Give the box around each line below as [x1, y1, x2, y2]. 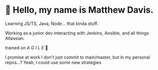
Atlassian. [5, 35, 25, 41]
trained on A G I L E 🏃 [5, 45, 48, 50]
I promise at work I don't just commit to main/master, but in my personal [5, 54, 151, 60]
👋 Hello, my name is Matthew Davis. [5, 4, 154, 16]
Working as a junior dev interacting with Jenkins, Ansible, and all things [5, 30, 149, 36]
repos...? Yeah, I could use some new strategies [5, 59, 102, 65]
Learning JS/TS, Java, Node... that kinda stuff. [5, 21, 99, 26]
